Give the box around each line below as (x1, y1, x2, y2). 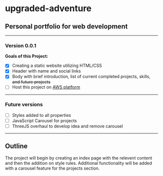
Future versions (5, 101, 43, 108)
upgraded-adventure (5, 3, 92, 14)
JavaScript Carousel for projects (12, 117, 77, 124)
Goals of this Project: (5, 53, 49, 59)
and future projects (12, 79, 51, 85)
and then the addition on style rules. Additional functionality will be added (5, 160, 152, 166)
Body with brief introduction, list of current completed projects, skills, (12, 74, 151, 80)
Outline (5, 142, 28, 150)
